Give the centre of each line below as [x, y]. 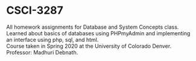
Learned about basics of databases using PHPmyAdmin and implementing [98, 33]
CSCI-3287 [35, 10]
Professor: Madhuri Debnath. [42, 52]
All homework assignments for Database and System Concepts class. [93, 27]
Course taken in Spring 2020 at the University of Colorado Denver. [89, 46]
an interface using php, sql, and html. [52, 39]
